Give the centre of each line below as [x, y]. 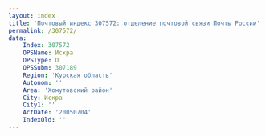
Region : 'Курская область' [68, 75]
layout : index [32, 16]
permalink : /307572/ [43, 30]
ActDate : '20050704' [57, 113]
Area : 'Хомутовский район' [68, 90]
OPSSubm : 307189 [50, 68]
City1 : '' [39, 105]
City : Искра [43, 98]
